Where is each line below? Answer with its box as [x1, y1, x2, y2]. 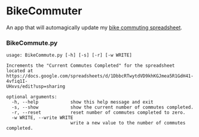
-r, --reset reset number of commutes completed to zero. [11, 110, 186, 116]
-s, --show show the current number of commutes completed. [11, 104, 194, 111]
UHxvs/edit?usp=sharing [6, 83, 66, 90]
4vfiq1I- [6, 79, 28, 85]
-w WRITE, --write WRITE [11, 115, 74, 121]
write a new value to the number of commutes [70, 120, 186, 126]
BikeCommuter [6, 4, 82, 18]
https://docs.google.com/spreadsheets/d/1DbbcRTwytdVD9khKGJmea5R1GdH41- [6, 73, 194, 79]
